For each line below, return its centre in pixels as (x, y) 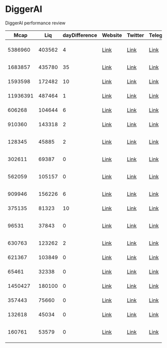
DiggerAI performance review (35, 23)
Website (112, 35)
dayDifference (80, 35)
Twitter (135, 35)
